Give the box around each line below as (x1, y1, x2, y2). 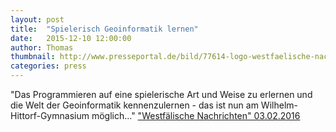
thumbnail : (10, 52, 56, 62)
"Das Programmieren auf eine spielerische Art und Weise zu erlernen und (10, 89, 313, 100)
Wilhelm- (260, 99, 298, 111)
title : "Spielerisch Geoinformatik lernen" (10, 24, 199, 34)
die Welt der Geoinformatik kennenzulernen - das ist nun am (10, 99, 259, 111)
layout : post (10, 14, 65, 25)
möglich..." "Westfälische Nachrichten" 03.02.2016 (91, 110, 301, 121)
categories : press (10, 61, 87, 71)
